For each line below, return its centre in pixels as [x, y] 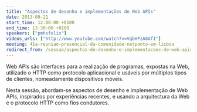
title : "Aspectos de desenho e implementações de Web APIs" [81, 11]
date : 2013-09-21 [27, 17]
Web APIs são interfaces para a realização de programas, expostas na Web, [98, 66]
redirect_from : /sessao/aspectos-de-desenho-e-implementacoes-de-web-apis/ [101, 50]
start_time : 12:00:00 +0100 [40, 22]
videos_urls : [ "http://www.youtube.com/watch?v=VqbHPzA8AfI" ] [84, 39]
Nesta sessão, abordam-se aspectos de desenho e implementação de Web [97, 90]
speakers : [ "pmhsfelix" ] [36, 33]
